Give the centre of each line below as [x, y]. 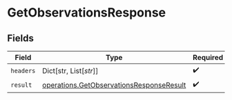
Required [208, 58]
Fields [21, 38]
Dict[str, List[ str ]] [70, 70]
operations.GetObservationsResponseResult [114, 85]
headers [23, 71]
